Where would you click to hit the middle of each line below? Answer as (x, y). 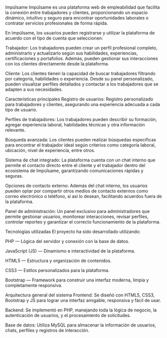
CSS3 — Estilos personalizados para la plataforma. (57, 270)
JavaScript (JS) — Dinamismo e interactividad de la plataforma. (70, 251)
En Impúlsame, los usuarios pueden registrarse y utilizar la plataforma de (80, 33)
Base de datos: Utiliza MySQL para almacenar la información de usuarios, (81, 325)
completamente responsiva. (34, 285)
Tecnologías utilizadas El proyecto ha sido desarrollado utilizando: (73, 231)
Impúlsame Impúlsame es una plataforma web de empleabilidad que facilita (83, 7)
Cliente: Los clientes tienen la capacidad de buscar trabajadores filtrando (80, 73)
